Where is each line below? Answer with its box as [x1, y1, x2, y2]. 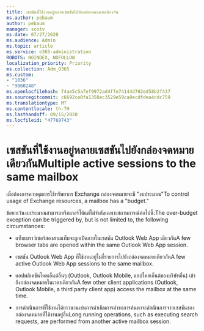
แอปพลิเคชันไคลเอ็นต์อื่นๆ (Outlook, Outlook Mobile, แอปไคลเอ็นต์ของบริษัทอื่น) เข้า [15, 272, 195, 279]
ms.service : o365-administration [6, 49, 92, 55]
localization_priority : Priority [6, 60, 92, 66]
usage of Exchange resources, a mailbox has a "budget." [6, 197, 150, 205]
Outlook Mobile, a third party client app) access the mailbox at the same [15, 286, 197, 293]
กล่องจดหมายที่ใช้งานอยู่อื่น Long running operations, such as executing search [15, 311, 199, 318]
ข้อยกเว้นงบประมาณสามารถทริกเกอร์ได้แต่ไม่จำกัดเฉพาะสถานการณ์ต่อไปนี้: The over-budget [6, 209, 198, 217]
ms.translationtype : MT [6, 100, 67, 106]
